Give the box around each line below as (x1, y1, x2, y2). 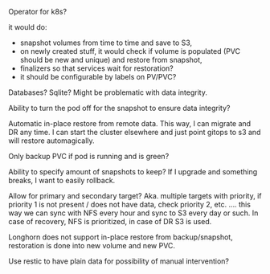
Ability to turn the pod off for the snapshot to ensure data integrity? (8, 104, 231, 112)
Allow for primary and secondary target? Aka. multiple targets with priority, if (8, 191, 262, 200)
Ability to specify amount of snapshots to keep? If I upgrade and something (8, 167, 258, 176)
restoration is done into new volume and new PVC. (8, 241, 175, 250)
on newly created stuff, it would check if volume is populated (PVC (19, 47, 241, 55)
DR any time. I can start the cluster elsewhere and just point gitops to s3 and (8, 128, 261, 137)
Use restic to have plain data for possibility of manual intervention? (8, 256, 229, 266)
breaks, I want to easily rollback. (8, 176, 116, 185)
